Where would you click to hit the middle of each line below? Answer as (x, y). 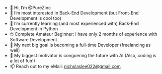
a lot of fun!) (23, 61)
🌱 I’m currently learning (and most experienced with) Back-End (74, 23)
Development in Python (34, 29)
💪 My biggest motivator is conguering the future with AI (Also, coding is (83, 55)
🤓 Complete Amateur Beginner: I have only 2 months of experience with (83, 34)
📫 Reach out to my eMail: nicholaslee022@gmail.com (65, 66)
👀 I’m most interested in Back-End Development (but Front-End (74, 13)
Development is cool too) (36, 18)
